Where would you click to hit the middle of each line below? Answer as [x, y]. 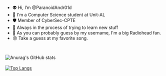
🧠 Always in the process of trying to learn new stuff [65, 27]
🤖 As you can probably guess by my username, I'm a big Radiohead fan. [86, 33]
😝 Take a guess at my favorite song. [50, 38]
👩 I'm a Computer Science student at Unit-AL [59, 15]
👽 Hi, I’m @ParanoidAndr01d [42, 7]
